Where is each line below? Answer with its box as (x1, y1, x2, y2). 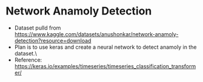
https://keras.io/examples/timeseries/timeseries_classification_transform (14, 62, 196, 70)
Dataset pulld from (14, 24, 61, 31)
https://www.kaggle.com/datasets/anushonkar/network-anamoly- (14, 30, 179, 37)
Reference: (14, 56, 42, 63)
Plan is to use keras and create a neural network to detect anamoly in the (14, 43, 197, 51)
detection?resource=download (14, 37, 92, 44)
